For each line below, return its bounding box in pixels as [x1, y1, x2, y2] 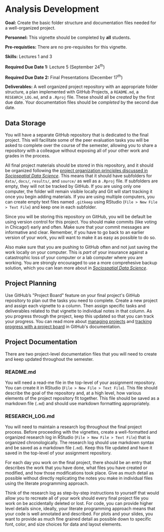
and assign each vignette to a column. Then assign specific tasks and [5, 302, 146, 308]
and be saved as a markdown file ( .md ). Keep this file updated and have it [5, 445, 153, 451]
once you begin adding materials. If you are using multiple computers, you [5, 194, 155, 200]
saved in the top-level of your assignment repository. [5, 450, 112, 456]
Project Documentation [5, 338, 77, 346]
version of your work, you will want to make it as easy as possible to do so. [5, 235, 156, 240]
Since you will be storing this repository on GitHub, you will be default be [5, 214, 152, 220]
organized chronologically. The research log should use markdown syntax [5, 440, 154, 445]
